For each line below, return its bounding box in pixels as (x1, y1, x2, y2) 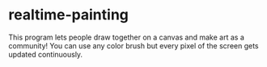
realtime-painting (8, 6, 129, 24)
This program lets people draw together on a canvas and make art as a (8, 32, 244, 42)
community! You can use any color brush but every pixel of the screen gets (8, 40, 259, 50)
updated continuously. (8, 49, 83, 59)
